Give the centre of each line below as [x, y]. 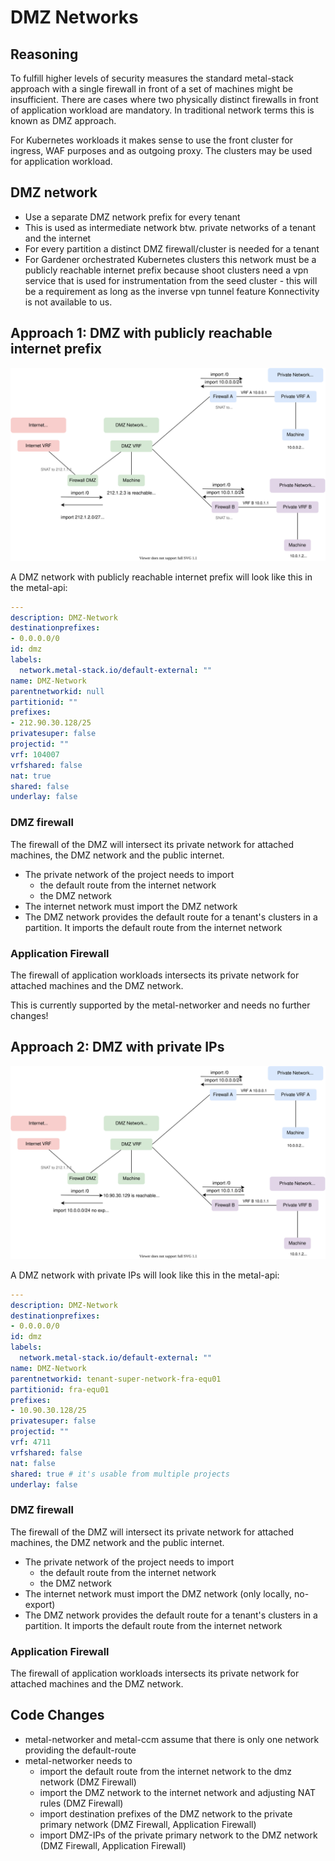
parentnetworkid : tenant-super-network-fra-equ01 [116, 1379]
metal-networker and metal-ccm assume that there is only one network [172, 1739]
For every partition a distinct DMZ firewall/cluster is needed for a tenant [172, 248]
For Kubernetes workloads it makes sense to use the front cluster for [151, 140]
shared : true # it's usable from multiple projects [120, 1474]
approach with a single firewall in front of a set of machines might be [151, 89]
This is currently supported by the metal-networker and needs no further [160, 1005]
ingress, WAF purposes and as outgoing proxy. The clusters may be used [161, 150]
